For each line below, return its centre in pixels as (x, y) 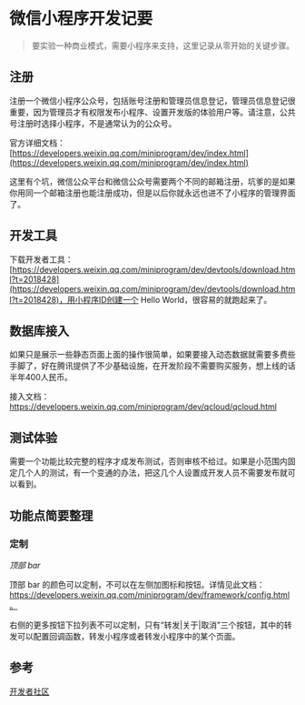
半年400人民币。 (41, 378)
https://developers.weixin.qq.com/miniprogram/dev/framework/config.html (150, 594)
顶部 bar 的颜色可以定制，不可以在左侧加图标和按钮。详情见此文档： (137, 584)
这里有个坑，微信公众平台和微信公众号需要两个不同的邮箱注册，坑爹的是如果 (152, 181)
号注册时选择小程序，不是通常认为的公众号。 (93, 123)
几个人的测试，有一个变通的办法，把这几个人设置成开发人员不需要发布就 (152, 473)
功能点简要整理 (51, 515)
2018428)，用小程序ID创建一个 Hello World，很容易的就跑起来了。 (148, 299)
